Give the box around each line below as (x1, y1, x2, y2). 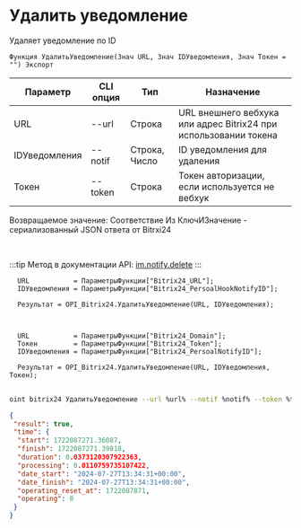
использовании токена (178, 128, 278, 141)
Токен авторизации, (178, 169, 265, 181)
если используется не (178, 180, 275, 193)
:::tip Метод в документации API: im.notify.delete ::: (9, 259, 202, 269)
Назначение (205, 85, 261, 98)
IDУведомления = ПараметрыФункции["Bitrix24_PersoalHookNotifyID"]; (17, 284, 279, 293)
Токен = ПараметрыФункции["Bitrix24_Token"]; (17, 339, 222, 348)
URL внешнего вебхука (178, 106, 279, 119)
